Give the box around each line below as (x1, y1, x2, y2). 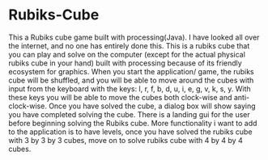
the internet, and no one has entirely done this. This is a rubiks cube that (8, 40, 250, 50)
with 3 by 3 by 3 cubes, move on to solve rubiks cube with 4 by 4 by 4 (8, 135, 243, 145)
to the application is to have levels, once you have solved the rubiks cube (8, 127, 253, 137)
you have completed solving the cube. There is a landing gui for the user (8, 109, 251, 119)
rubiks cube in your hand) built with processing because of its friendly (8, 58, 243, 68)
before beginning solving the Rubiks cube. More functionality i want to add (8, 118, 257, 128)
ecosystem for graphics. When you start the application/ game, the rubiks (8, 66, 255, 76)
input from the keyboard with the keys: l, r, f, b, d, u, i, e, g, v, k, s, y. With (8, 83, 251, 94)
